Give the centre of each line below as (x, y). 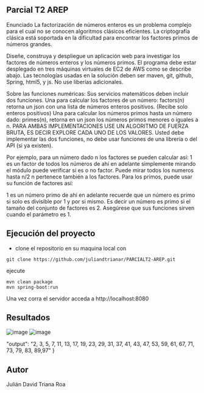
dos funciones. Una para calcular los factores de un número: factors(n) (95, 100)
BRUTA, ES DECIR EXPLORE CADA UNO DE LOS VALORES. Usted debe (95, 132)
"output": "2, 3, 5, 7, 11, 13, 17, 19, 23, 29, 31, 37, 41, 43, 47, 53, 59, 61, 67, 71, (100, 344)
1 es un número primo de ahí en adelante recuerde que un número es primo (101, 195)
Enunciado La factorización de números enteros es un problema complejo (99, 24)
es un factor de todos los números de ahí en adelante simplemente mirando (101, 163)
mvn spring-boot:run (33, 287)
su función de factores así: (40, 183)
